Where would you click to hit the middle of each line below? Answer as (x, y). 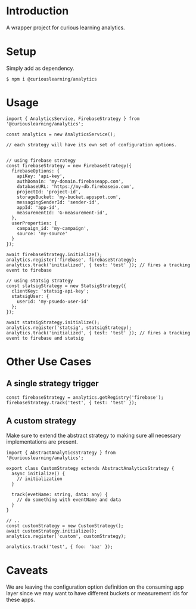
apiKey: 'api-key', (41, 176)
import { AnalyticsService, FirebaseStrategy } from (73, 119)
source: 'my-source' (42, 233)
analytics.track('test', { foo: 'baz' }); (60, 547)
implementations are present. (42, 442)
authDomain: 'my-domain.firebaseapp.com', (70, 181)
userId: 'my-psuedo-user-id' (53, 302)
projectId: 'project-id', (49, 192)
